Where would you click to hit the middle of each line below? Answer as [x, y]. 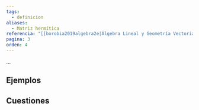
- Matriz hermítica [36, 28]
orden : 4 [17, 45]
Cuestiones [28, 101]
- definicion [28, 17]
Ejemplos [24, 81]
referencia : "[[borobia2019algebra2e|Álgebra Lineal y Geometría [88, 34]
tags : [13, 12]
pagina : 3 [18, 39]
